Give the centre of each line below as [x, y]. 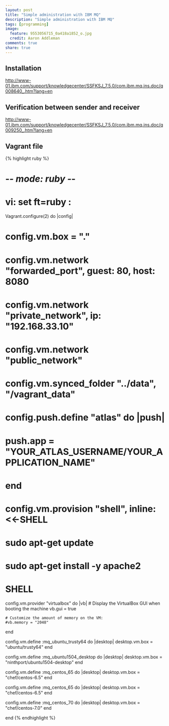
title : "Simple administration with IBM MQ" [53, 15]
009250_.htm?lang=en [29, 130]
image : [12, 29]
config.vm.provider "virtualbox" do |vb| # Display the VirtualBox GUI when [83, 603]
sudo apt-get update [49, 543]
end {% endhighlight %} [30, 718]
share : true [18, 48]
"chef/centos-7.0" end [28, 708]
